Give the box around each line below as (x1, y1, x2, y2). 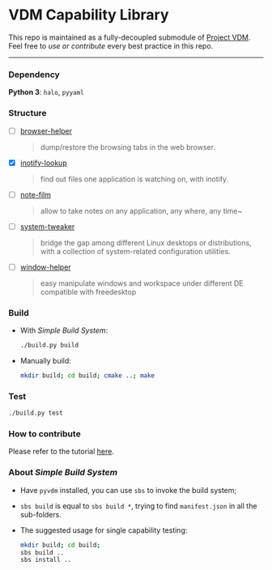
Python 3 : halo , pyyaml (8, 87, 84, 97)
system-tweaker (19, 221, 75, 232)
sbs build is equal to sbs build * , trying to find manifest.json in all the (19, 500, 257, 511)
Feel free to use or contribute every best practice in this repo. (8, 40, 214, 50)
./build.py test (8, 409, 63, 418)
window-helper (19, 262, 71, 272)
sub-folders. (19, 509, 62, 519)
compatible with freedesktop (40, 287, 137, 296)
